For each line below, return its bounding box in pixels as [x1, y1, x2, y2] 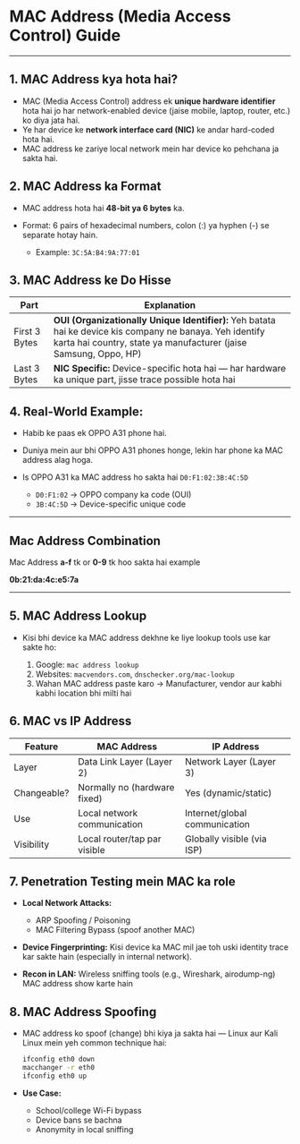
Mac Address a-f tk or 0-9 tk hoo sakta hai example [9, 557, 201, 568]
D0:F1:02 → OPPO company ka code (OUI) [35, 490, 192, 500]
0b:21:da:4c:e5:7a [9, 575, 79, 585]
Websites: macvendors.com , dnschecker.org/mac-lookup [35, 669, 235, 679]
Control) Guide [9, 25, 121, 46]
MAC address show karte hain [21, 978, 134, 989]
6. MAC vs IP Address [9, 713, 132, 729]
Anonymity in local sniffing [35, 1123, 134, 1134]
